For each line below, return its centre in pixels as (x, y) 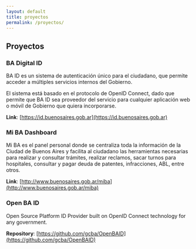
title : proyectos (27, 17)
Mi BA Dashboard (31, 132)
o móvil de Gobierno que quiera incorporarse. (61, 106)
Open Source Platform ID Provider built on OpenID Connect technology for (96, 216)
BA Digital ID (24, 63)
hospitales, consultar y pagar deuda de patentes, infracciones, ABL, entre (95, 164)
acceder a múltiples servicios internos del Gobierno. (69, 82)
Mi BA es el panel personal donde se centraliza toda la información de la (93, 145)
